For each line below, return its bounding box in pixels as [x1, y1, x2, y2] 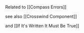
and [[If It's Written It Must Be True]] [5, 23, 80, 29]
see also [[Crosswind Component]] [5, 14, 77, 19]
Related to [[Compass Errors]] [5, 4, 67, 10]
